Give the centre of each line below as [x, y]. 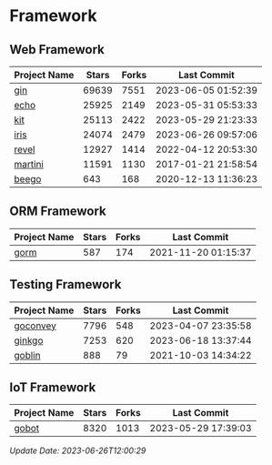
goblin [27, 355]
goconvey [35, 326]
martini [29, 164]
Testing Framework [65, 284]
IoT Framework [53, 388]
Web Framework [57, 50]
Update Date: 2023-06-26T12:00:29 [78, 450]
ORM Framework [58, 212]
